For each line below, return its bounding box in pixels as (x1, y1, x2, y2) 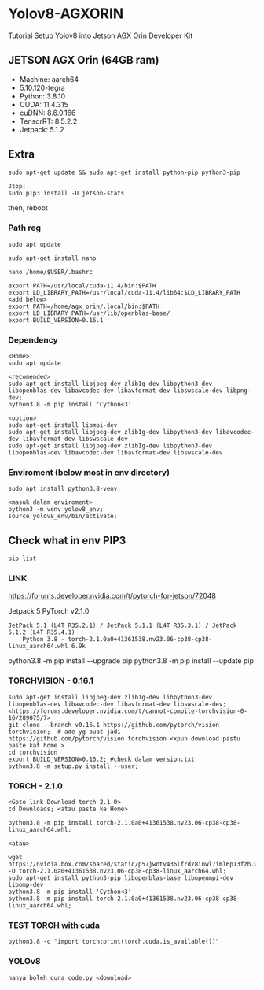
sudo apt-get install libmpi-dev (8, 421, 118, 429)
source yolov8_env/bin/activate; (8, 513, 118, 521)
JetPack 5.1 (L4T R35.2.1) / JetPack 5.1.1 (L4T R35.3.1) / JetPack (8, 621, 237, 629)
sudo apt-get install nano (8, 254, 97, 262)
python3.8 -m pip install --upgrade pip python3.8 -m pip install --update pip (8, 655, 254, 666)
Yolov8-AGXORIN (8, 5, 124, 23)
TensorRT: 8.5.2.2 (19, 116, 78, 126)
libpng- (225, 387, 251, 395)
